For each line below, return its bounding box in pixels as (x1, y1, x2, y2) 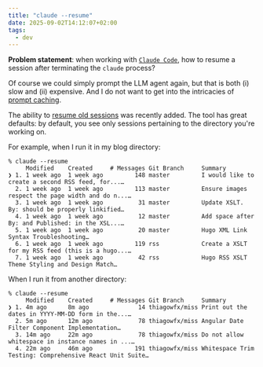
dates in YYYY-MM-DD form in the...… (8, 310, 132, 318)
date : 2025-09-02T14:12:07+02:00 (8, 19, 118, 27)
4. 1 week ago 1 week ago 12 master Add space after (15, 213, 255, 221)
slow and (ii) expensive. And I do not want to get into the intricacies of (8, 87, 235, 97)
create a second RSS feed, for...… (8, 178, 125, 186)
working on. (8, 127, 47, 137)
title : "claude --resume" (8, 11, 93, 20)
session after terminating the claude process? (8, 64, 155, 73)
